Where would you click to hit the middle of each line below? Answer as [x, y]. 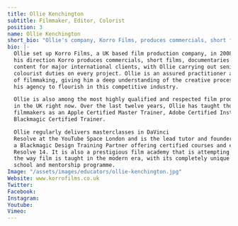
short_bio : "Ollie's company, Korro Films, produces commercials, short [117, 41]
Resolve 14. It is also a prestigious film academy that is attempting [122, 152]
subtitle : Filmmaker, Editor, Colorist [66, 21]
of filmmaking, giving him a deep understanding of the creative [112, 80]
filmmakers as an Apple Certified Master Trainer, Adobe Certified [115, 113]
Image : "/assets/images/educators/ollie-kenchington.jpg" [95, 172]
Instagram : [23, 198]
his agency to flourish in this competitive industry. [96, 87]
